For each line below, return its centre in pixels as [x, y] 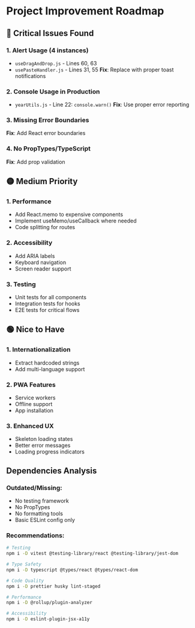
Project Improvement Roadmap [85, 11]
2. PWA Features [31, 384]
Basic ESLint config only [45, 520]
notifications [30, 76]
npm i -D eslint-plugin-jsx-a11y [48, 619]
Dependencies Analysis [52, 471]
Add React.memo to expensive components [69, 215]
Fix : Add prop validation [36, 162]
